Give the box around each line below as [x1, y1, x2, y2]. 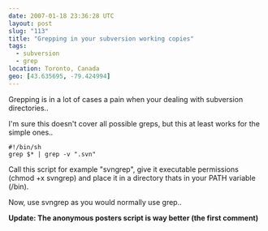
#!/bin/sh [8, 143, 42, 151]
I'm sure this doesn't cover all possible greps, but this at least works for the [8, 118, 260, 128]
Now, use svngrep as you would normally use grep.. [8, 197, 182, 207]
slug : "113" [8, 27, 49, 35]
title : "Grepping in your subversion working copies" [8, 34, 195, 43]
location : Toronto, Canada [8, 65, 100, 73]
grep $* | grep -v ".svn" [8, 150, 96, 158]
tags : [8, 42, 27, 50]
